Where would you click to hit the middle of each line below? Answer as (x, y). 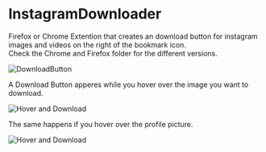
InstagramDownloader (85, 14)
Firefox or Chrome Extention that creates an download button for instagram (133, 36)
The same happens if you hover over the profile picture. (101, 124)
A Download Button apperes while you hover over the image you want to (129, 84)
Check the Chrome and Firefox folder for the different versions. (113, 53)
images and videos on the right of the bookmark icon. (98, 44)
